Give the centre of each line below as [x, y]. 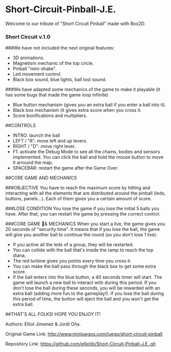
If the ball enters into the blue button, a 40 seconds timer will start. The [87, 277]
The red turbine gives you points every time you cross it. [72, 261]
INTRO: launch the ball [36, 135]
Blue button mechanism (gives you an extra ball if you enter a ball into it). [89, 105]
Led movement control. [37, 74]
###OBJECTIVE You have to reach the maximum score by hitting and [78, 188]
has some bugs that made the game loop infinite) [57, 95]
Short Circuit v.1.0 [28, 37]
